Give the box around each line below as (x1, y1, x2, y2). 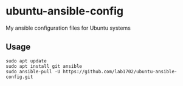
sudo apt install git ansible (5, 63, 83, 69)
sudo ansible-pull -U (5, 68, 61, 74)
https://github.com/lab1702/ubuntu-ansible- (63, 68, 178, 74)
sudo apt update (5, 58, 47, 64)
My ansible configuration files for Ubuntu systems (5, 24, 131, 31)
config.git (5, 74, 33, 80)
